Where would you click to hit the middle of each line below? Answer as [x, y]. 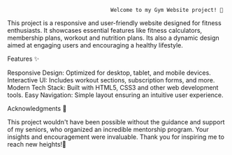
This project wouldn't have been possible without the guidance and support [116, 122]
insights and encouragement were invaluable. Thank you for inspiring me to [116, 137]
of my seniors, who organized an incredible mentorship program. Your [108, 130]
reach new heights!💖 [37, 144]
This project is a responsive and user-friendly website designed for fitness [114, 23]
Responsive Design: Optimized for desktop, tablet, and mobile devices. [109, 73]
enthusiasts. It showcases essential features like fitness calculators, [105, 30]
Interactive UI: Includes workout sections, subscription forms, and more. [111, 80]
